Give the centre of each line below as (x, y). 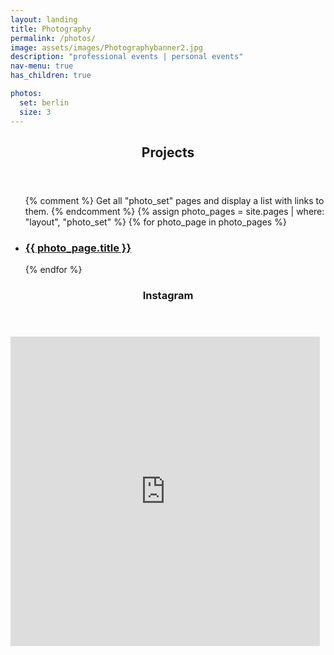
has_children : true (51, 76)
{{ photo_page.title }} (78, 248)
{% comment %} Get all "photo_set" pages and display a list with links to (174, 200)
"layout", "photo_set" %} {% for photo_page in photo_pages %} (155, 222)
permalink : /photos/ (53, 38)
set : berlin (44, 102)
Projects (168, 152)
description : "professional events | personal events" (127, 57)
